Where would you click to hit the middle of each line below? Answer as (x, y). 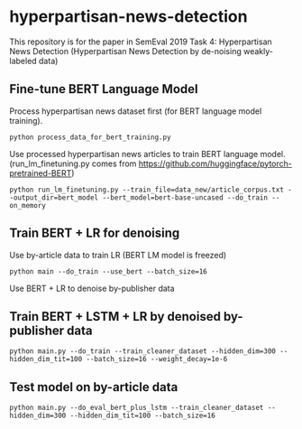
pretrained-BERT (41, 173)
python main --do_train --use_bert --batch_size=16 (108, 271)
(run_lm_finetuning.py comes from (73, 163)
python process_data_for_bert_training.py (90, 137)
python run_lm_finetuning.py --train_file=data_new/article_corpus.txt (146, 190)
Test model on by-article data (94, 387)
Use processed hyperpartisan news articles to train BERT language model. (147, 154)
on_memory (28, 205)
